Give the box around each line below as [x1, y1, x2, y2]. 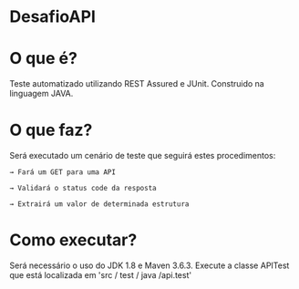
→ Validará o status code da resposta [9, 184, 157, 193]
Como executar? [9, 230, 138, 251]
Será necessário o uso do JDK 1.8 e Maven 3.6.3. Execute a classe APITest [9, 260, 290, 271]
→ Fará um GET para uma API [9, 168, 117, 177]
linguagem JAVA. [9, 88, 74, 99]
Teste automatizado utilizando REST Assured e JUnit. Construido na [9, 78, 264, 89]
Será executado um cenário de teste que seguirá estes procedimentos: [9, 150, 276, 161]
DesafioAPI [9, 6, 96, 27]
